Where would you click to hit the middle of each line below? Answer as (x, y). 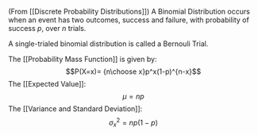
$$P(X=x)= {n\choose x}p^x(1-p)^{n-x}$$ (133, 71)
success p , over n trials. (47, 28)
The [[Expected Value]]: (47, 84)
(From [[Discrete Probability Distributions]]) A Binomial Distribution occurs (129, 12)
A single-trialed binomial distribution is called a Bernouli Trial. (108, 44)
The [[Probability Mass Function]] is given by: (83, 59)
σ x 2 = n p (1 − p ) (133, 123)
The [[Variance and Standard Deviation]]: (75, 109)
